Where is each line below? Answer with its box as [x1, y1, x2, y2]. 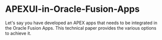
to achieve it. [5, 30, 31, 36]
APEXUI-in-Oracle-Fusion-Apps [5, 3, 140, 15]
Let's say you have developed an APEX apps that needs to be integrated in [5, 20, 158, 26]
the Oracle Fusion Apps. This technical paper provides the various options [5, 25, 157, 31]
